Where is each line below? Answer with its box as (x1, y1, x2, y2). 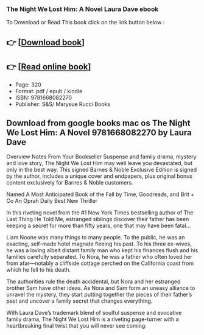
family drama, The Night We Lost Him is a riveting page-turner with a (6, 316, 179, 323)
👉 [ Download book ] (6, 37, 85, 48)
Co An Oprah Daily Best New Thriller (6, 197, 98, 205)
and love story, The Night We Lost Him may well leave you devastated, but (6, 160, 193, 167)
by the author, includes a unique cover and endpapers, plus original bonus (6, 172, 193, 180)
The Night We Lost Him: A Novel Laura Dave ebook (6, 5, 159, 13)
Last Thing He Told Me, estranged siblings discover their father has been (6, 216, 189, 223)
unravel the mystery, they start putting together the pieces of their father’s (6, 291, 192, 298)
